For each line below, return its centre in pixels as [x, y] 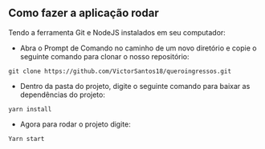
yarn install [30, 109]
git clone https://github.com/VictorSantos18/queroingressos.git [120, 71]
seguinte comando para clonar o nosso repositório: [104, 56]
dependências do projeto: [63, 95]
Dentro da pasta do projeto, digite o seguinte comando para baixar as [135, 86]
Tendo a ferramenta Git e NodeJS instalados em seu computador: [117, 32]
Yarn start [26, 139]
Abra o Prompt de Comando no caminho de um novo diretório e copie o [138, 48]
